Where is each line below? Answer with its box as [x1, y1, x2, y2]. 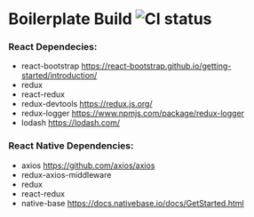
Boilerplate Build [8, 9, 132, 29]
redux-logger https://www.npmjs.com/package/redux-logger [20, 108, 245, 119]
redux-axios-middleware [20, 169, 112, 180]
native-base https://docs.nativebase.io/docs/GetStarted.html [20, 197, 245, 208]
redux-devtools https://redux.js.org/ [20, 99, 153, 109]
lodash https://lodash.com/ [20, 117, 121, 128]
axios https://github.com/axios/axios [20, 160, 155, 171]
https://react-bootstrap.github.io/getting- [81, 60, 232, 71]
